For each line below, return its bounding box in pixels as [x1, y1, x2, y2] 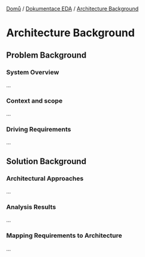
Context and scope [6, 96, 63, 104]
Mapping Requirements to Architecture [6, 231, 123, 240]
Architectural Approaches [6, 174, 84, 183]
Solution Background [6, 156, 87, 166]
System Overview [6, 68, 59, 76]
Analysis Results [6, 203, 56, 211]
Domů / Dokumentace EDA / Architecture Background [6, 5, 139, 12]
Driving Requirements [6, 125, 71, 134]
